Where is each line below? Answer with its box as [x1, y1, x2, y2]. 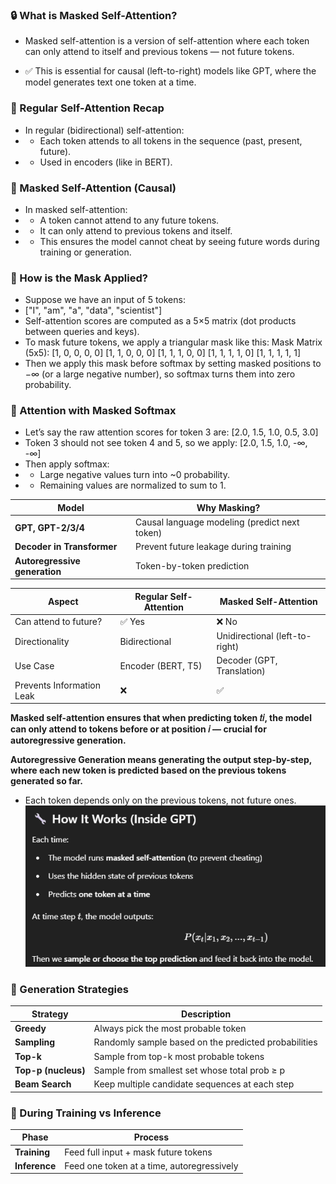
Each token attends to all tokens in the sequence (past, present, [39, 134, 303, 147]
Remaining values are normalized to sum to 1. [39, 479, 227, 492]
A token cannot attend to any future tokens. [39, 214, 220, 226]
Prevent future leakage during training [135, 541, 292, 553]
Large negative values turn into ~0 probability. [39, 469, 230, 481]
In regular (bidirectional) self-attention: [24, 124, 185, 136]
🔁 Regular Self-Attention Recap [10, 101, 165, 115]
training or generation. [39, 246, 132, 258]
